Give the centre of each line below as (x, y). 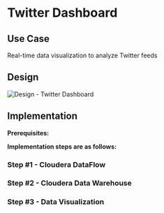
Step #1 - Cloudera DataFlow (57, 164)
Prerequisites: (28, 133)
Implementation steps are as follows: (62, 146)
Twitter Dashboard (62, 13)
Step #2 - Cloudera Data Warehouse (70, 183)
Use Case (29, 39)
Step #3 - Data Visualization (56, 202)
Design (23, 77)
